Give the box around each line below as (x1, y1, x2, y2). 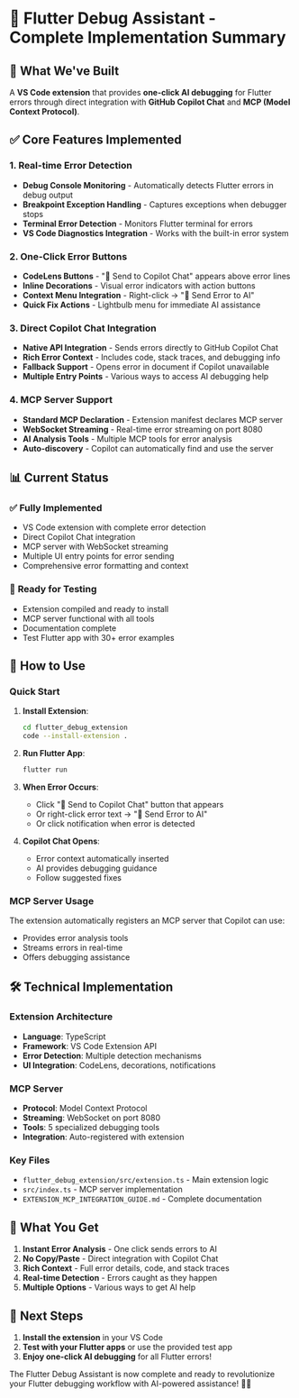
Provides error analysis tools (22, 933, 129, 944)
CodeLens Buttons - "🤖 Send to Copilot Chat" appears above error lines (22, 270, 291, 281)
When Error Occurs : (22, 781, 99, 792)
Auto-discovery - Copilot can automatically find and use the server (22, 443, 274, 453)
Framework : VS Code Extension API (22, 1040, 158, 1051)
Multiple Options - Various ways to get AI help (22, 1282, 196, 1293)
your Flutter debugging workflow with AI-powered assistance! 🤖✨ (9, 1378, 252, 1389)
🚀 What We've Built (9, 63, 120, 78)
